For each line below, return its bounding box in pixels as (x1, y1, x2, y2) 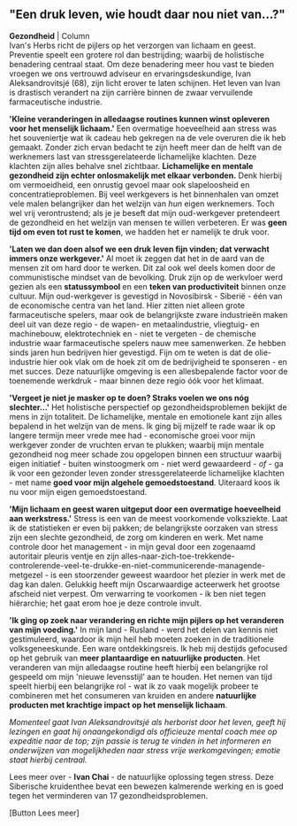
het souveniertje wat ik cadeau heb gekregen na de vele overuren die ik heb (9, 132, 286, 143)
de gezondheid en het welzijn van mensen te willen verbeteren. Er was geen (9, 217, 287, 228)
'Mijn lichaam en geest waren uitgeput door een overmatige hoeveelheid (9, 504, 281, 514)
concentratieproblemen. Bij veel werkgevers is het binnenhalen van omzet (9, 189, 279, 199)
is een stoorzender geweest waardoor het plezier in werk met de (49, 569, 286, 580)
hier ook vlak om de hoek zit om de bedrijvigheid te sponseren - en (42, 356, 287, 367)
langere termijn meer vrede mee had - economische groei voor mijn (9, 429, 255, 441)
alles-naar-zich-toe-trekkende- (120, 551, 236, 561)
